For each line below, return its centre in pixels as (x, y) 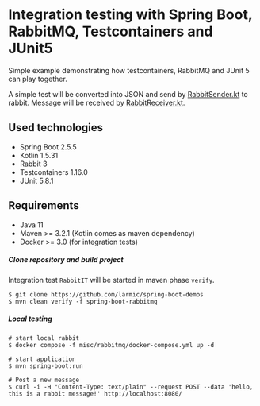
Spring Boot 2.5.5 (48, 147)
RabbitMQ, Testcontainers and (111, 31)
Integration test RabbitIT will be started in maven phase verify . (112, 280)
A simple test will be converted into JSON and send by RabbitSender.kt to (128, 94)
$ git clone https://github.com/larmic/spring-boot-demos (106, 294)
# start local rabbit (44, 338)
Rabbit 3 (33, 164)
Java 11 (31, 225)
